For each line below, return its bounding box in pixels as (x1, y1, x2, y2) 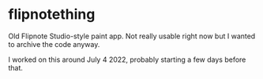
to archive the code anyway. (8, 39, 100, 48)
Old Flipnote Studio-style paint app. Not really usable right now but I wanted (8, 31, 256, 41)
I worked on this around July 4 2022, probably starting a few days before (8, 55, 246, 64)
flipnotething (8, 5, 96, 23)
